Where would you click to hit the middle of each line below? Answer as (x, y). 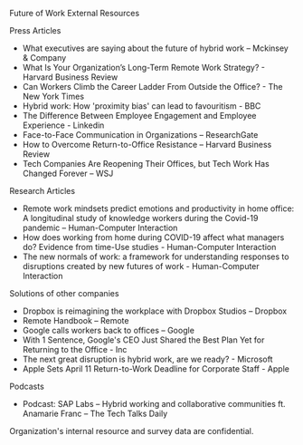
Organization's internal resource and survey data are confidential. (132, 431)
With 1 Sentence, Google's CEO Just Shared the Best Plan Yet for (143, 340)
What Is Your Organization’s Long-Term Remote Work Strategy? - (143, 68)
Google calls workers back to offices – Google (108, 330)
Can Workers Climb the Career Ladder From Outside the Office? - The (152, 87)
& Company (44, 58)
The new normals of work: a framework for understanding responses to (156, 256)
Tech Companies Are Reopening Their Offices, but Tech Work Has (146, 164)
